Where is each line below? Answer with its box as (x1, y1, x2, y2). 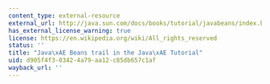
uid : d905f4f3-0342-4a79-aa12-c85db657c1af (8, 57, 157, 65)
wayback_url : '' (8, 64, 63, 72)
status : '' (8, 42, 45, 50)
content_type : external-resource (8, 11, 121, 20)
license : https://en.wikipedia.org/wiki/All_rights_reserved (8, 34, 218, 42)
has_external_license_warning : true (8, 26, 131, 34)
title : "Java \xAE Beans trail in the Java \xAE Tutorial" (8, 49, 203, 57)
